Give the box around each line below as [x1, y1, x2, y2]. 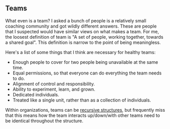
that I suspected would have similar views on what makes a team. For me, [5, 28, 159, 35]
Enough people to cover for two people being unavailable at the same [12, 59, 158, 65]
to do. [12, 75, 25, 81]
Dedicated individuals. [12, 91, 59, 97]
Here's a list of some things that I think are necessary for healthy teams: [5, 49, 156, 55]
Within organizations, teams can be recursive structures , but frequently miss [5, 107, 165, 113]
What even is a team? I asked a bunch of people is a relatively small [5, 17, 146, 23]
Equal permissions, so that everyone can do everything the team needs [12, 70, 162, 76]
